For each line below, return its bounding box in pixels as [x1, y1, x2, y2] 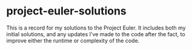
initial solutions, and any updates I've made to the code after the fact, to [6, 30, 186, 37]
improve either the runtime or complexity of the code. [6, 37, 140, 44]
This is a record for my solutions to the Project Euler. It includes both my [6, 24, 186, 31]
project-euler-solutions [6, 4, 127, 18]
